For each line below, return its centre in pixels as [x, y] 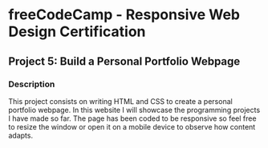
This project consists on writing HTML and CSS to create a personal [120, 101]
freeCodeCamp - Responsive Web [124, 15]
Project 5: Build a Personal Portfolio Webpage [124, 61]
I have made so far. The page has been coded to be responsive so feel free [132, 118]
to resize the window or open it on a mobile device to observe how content [132, 126]
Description [32, 84]
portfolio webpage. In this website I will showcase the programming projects [134, 110]
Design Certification [77, 32]
